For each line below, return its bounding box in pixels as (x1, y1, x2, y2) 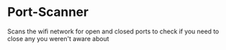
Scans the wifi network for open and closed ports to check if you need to (7, 27, 220, 35)
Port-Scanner (7, 4, 89, 20)
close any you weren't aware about (7, 34, 109, 42)
